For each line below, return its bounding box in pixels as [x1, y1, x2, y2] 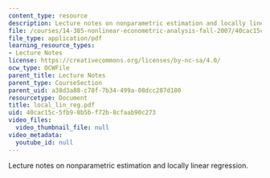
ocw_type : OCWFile [8, 64, 70, 72]
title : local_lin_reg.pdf [8, 101, 95, 109]
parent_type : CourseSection [8, 79, 103, 87]
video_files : [8, 116, 52, 124]
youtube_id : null [15, 138, 74, 147]
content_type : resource [8, 11, 88, 20]
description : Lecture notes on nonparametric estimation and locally [8, 19, 247, 27]
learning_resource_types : [8, 42, 95, 50]
